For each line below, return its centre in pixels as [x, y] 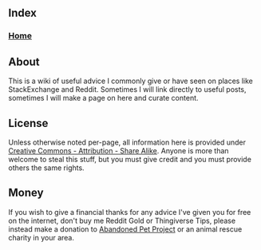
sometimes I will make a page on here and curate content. [103, 98]
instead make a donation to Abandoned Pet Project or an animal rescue [125, 229]
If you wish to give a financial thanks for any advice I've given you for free [130, 212]
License [28, 123]
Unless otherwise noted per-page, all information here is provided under [127, 142]
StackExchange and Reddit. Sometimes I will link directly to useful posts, [127, 89]
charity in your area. [41, 237]
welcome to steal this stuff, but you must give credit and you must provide [130, 159]
